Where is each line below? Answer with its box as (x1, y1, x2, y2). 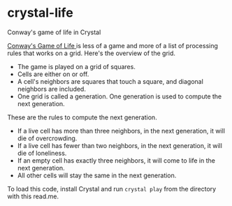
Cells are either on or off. (17, 70, 89, 78)
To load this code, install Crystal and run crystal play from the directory (7, 184, 217, 193)
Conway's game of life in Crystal (7, 28, 101, 36)
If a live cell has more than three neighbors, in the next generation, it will (17, 126, 226, 135)
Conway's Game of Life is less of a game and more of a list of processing (7, 41, 219, 50)
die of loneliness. (17, 149, 67, 157)
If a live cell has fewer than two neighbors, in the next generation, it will (17, 141, 222, 149)
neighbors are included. (17, 84, 86, 93)
